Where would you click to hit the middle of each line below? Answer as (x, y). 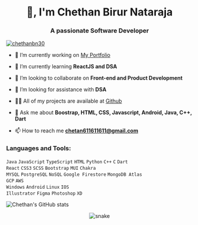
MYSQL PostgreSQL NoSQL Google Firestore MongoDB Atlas (74, 175)
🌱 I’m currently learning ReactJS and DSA (66, 66)
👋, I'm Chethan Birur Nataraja (100, 12)
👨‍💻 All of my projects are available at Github (68, 101)
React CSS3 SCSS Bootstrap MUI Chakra (51, 168)
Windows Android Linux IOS (38, 187)
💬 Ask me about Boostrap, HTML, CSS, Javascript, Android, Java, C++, (103, 113)
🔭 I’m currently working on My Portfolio (63, 55)
